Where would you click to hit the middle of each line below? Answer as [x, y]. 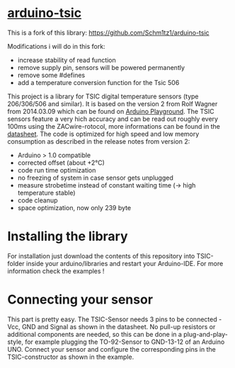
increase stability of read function [67, 60]
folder [16, 263]
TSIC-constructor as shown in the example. [71, 357]
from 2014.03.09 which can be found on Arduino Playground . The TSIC [111, 111]
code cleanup [38, 200]
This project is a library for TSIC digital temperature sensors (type [103, 96]
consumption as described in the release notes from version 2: [99, 141]
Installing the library [68, 237]
